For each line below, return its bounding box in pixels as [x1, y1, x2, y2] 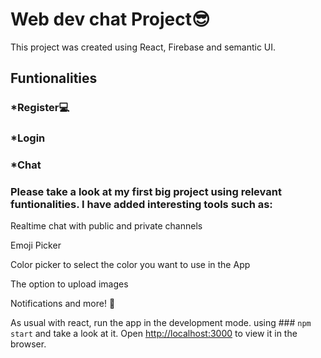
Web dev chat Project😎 [10, 8, 211, 31]
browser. [10, 338, 47, 350]
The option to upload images [10, 278, 129, 290]
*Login [10, 131, 46, 145]
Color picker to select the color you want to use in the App [10, 259, 251, 271]
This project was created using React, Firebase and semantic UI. [10, 41, 277, 53]
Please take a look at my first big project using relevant [10, 185, 282, 199]
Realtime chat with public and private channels [10, 220, 203, 232]
